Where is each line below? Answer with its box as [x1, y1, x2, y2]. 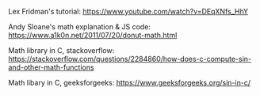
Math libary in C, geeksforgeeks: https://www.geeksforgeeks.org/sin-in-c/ [8, 78, 251, 87]
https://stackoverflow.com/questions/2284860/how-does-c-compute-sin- [8, 55, 252, 63]
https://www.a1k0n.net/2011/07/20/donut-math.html [8, 31, 178, 40]
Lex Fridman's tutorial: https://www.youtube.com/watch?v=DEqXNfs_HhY [8, 7, 248, 16]
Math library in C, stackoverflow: [8, 46, 115, 55]
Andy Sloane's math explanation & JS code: [8, 22, 151, 31]
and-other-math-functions [8, 63, 94, 72]
